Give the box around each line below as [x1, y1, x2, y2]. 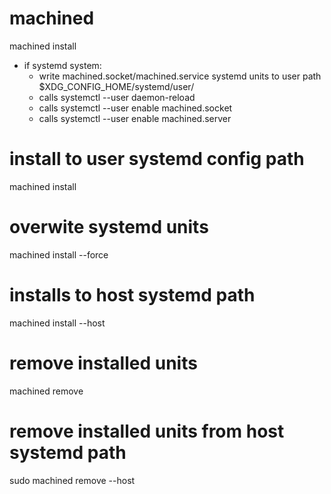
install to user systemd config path [9, 148, 305, 171]
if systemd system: [23, 59, 102, 71]
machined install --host [9, 317, 106, 329]
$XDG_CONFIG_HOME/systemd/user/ [38, 80, 195, 92]
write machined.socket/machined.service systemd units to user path [38, 70, 322, 82]
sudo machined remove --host [9, 474, 136, 486]
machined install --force [9, 248, 109, 261]
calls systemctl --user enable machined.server [38, 112, 232, 124]
